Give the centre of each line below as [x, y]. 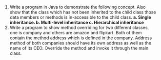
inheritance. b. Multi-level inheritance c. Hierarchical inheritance [77, 22]
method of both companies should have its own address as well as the [80, 43]
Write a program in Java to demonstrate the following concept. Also [78, 7]
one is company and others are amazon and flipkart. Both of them [76, 33]
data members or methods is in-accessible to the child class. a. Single [80, 17]
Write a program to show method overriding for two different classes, [79, 28]
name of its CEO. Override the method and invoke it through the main [79, 48]
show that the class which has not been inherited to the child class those [83, 12]
